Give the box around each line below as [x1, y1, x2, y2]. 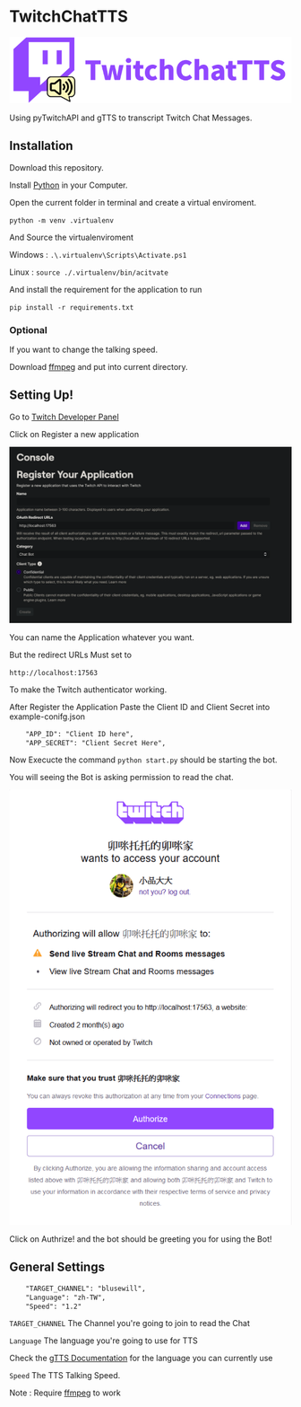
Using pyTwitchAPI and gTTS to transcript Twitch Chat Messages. [9, 112, 253, 123]
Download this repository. [9, 162, 105, 172]
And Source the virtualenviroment [9, 232, 134, 242]
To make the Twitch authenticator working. [9, 684, 168, 695]
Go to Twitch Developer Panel [9, 411, 119, 422]
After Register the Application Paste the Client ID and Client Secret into [9, 701, 271, 712]
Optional [9, 323, 47, 336]
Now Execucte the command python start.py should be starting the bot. [9, 754, 278, 765]
